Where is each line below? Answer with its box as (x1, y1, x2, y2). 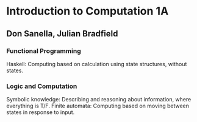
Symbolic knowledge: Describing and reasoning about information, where (6, 96, 192, 103)
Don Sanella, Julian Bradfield (6, 29, 118, 39)
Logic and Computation (6, 82, 77, 90)
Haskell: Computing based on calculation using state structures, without (6, 60, 187, 67)
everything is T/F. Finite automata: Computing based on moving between (6, 102, 190, 110)
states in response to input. (6, 109, 75, 116)
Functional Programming (6, 47, 81, 55)
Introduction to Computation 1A (6, 4, 169, 18)
